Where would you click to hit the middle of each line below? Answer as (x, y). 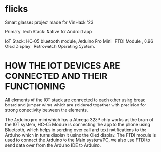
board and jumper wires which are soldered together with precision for (76, 105)
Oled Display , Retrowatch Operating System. (50, 46)
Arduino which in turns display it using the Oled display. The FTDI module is (80, 135)
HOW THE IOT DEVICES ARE (63, 66)
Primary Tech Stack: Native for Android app (48, 31)
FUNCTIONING (35, 86)
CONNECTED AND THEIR (56, 76)
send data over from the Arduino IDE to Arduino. (53, 145)
